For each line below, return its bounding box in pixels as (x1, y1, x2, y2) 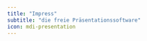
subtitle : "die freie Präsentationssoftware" (7, 17, 141, 24)
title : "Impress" (7, 10, 58, 17)
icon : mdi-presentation (7, 23, 76, 30)
